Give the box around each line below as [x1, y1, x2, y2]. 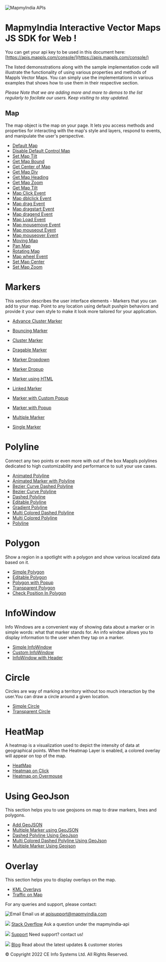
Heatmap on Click [12, 768, 49, 774]
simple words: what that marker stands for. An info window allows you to [5, 629, 154, 635]
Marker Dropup [12, 366, 44, 372]
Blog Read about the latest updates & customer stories [11, 942, 123, 948]
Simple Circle [12, 703, 40, 709]
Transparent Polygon [12, 584, 55, 591]
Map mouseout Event [12, 227, 56, 233]
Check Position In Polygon [12, 590, 66, 596]
